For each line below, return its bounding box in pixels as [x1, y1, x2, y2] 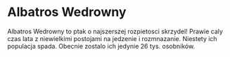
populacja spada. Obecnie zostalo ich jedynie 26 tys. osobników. [7, 42, 196, 50]
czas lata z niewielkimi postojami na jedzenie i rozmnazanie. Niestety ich [7, 34, 217, 42]
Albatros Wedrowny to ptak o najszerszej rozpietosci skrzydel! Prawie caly [7, 27, 224, 35]
